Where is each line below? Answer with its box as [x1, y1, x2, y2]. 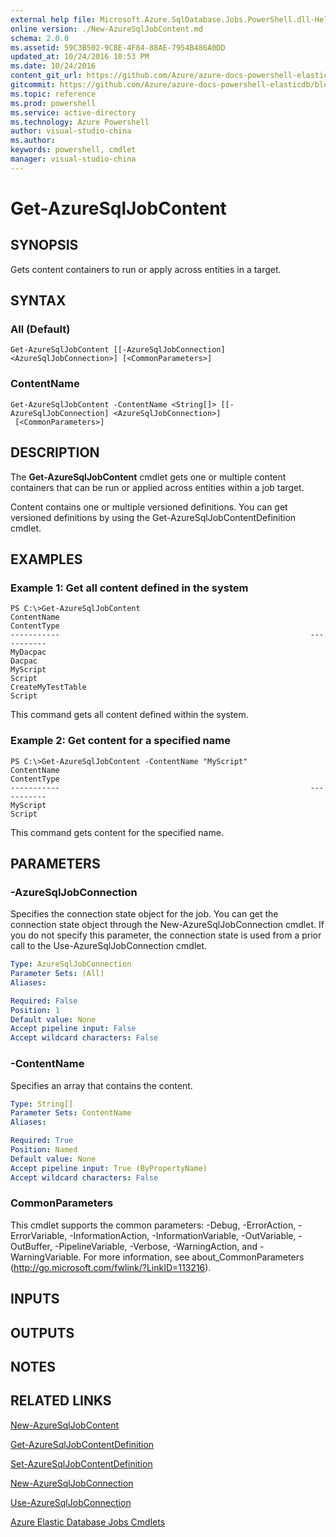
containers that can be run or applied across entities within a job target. [10, 481, 305, 493]
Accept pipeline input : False [10, 1024, 137, 1034]
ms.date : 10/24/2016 [10, 61, 97, 71]
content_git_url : [10, 71, 83, 81]
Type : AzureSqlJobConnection [10, 959, 132, 970]
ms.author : [10, 136, 56, 146]
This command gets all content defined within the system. [10, 709, 249, 721]
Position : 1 [10, 1005, 60, 1015]
